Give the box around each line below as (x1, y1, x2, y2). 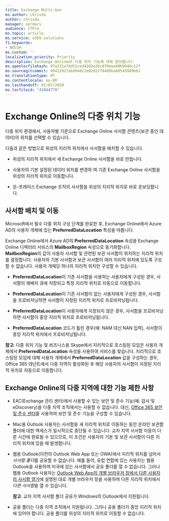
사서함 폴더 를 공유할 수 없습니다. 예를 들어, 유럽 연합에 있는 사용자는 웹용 (12, 457, 155, 463)
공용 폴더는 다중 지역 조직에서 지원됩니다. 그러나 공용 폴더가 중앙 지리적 (12, 504, 152, 510)
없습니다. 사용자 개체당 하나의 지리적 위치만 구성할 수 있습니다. (16, 263, 138, 269)
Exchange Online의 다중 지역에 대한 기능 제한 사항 (5, 384, 154, 392)
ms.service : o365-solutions (5, 36, 64, 41)
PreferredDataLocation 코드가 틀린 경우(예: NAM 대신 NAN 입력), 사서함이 (12, 325, 162, 331)
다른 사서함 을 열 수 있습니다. (12, 483, 68, 489)
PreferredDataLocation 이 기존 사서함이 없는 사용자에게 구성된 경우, (12, 291, 147, 297)
